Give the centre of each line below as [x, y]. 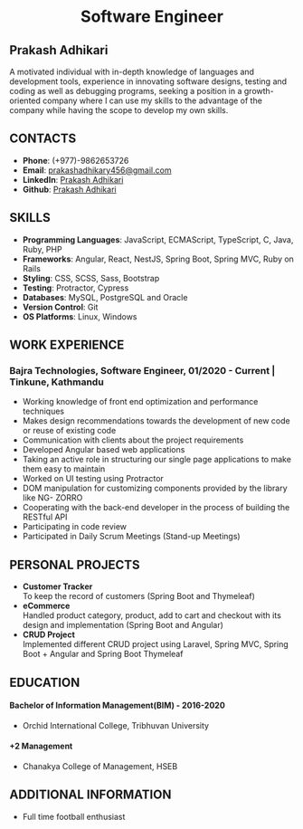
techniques [43, 411]
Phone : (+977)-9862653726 [76, 160]
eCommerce [46, 606]
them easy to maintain [64, 469]
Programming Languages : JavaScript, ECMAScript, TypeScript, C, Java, [158, 239]
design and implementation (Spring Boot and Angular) [123, 625]
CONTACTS [43, 139]
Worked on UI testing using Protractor [93, 479]
